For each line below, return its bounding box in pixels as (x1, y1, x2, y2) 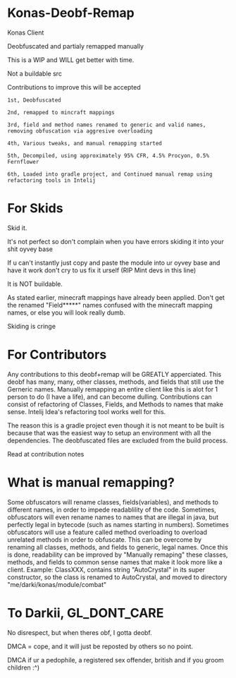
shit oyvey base (7, 245, 53, 253)
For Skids (7, 200, 63, 217)
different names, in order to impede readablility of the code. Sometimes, (7, 505, 216, 514)
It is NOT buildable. (7, 279, 63, 288)
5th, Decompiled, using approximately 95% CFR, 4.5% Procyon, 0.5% (7, 152, 210, 159)
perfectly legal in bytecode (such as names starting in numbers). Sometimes (7, 520, 229, 528)
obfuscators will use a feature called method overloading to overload (7, 528, 208, 536)
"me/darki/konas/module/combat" (7, 580, 107, 588)
